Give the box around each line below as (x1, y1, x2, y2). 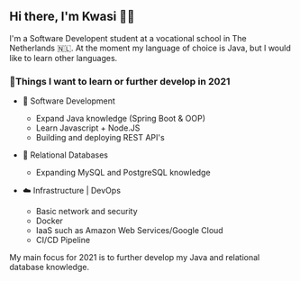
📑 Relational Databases (22, 150, 108, 160)
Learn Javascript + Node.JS (35, 122, 141, 133)
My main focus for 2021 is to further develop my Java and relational (9, 252, 260, 263)
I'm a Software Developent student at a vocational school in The (9, 32, 247, 43)
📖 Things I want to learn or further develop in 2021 (9, 75, 231, 87)
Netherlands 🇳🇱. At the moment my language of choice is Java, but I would (9, 42, 291, 53)
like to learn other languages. (9, 52, 118, 63)
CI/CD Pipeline (35, 235, 91, 246)
